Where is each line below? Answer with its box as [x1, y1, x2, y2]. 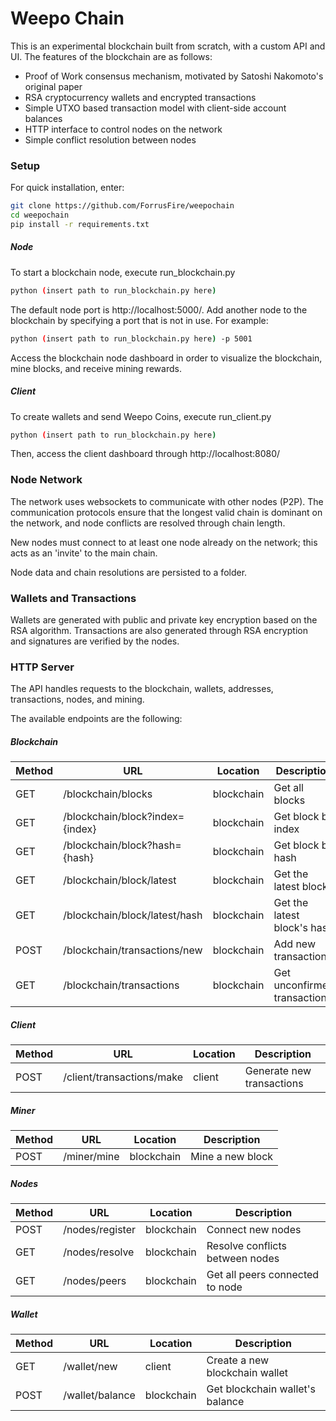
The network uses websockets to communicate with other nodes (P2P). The [10, 495, 324, 507]
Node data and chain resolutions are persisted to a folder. [10, 566, 248, 578]
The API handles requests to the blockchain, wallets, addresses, [10, 683, 274, 695]
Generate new [244, 1064, 312, 1078]
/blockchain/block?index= [63, 810, 185, 824]
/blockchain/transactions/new [63, 943, 203, 957]
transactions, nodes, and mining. [10, 693, 145, 706]
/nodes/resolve [63, 1245, 135, 1259]
